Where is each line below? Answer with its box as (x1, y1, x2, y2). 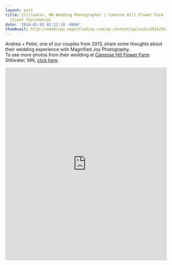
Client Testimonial (10, 17, 52, 22)
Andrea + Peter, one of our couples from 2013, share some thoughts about (5, 41, 162, 47)
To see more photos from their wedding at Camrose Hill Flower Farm (5, 52, 150, 58)
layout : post (5, 7, 33, 13)
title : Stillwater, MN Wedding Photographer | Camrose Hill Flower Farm (5, 12, 164, 17)
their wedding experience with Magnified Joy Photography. (5, 46, 131, 52)
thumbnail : (5, 27, 29, 32)
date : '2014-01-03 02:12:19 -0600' (5, 22, 81, 27)
